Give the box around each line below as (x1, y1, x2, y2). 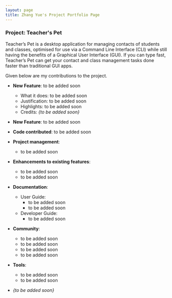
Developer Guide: (20, 210, 58, 216)
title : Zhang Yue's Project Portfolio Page (5, 12, 100, 17)
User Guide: (20, 193, 46, 200)
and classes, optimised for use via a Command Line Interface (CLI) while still (5, 46, 167, 52)
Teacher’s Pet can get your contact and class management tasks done (5, 57, 155, 63)
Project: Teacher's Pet (5, 29, 62, 36)
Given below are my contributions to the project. (5, 72, 108, 78)
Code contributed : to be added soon (12, 129, 91, 135)
